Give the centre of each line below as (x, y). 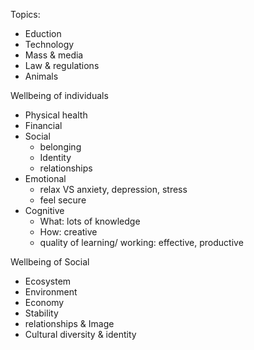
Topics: (25, 14)
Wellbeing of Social (50, 262)
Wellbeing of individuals (59, 95)
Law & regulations (62, 65)
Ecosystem (48, 281)
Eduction (43, 33)
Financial (43, 125)
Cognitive (44, 210)
